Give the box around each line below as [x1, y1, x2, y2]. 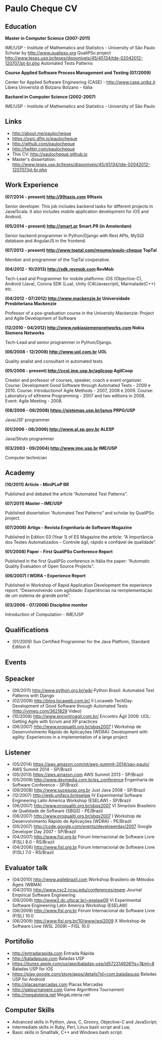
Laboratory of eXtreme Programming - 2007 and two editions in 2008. [5, 392, 146, 398]
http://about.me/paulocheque [12, 130, 72, 136]
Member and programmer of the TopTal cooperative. [5, 257, 110, 263]
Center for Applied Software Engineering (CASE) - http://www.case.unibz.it [5, 79, 156, 85]
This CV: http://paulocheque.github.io [12, 151, 88, 157]
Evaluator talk [5, 863, 48, 872]
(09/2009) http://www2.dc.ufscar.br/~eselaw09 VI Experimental [12, 897, 142, 903]
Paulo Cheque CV [5, 3, 78, 14]
